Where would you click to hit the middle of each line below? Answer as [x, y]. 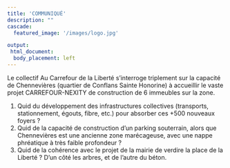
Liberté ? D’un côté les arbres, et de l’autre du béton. [92, 157]
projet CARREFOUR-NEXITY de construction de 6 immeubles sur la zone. [111, 92]
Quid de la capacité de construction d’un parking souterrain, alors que [117, 128]
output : [18, 46]
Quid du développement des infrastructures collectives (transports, [113, 106]
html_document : [32, 52]
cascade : [20, 26]
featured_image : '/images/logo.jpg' [66, 33]
